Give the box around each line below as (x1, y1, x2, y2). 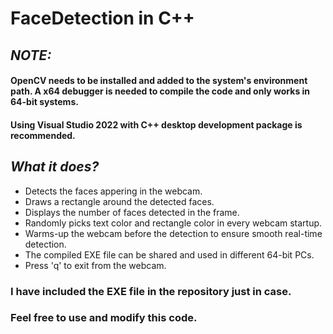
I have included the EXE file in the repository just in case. (10, 284, 292, 298)
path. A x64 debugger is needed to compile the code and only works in (10, 85, 311, 97)
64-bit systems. (10, 96, 79, 108)
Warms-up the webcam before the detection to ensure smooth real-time (24, 227, 323, 239)
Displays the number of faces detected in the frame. (24, 206, 240, 218)
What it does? (10, 158, 100, 176)
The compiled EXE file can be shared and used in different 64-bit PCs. (24, 248, 315, 261)
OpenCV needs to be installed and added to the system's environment (10, 75, 308, 87)
